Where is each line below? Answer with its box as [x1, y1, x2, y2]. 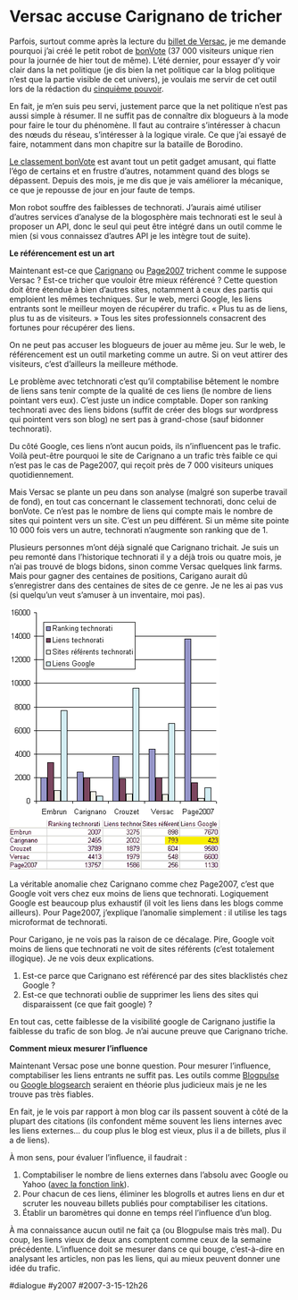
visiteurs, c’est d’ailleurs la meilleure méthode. [9, 358, 178, 369]
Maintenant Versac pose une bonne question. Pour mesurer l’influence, [9, 1060, 271, 1071]
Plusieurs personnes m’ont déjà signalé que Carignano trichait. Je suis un [9, 541, 279, 552]
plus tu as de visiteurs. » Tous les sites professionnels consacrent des [9, 312, 267, 323]
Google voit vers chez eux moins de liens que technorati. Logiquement [9, 888, 269, 898]
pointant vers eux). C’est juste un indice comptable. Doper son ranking [9, 395, 269, 405]
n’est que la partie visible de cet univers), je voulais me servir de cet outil [9, 73, 277, 84]
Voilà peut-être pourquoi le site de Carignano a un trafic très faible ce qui [9, 450, 278, 461]
